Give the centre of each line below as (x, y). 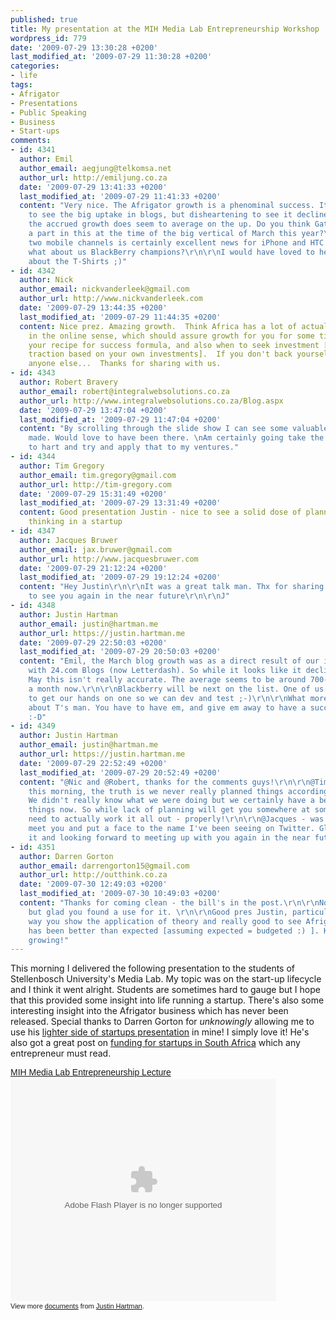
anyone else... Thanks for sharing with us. (125, 364)
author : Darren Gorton (66, 856)
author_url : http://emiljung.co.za (93, 177)
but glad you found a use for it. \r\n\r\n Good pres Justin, (158, 912)
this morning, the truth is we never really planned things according (178, 791)
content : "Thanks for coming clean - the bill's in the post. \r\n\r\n (169, 903)
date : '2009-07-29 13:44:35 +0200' (93, 308)
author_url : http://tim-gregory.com (95, 484)
